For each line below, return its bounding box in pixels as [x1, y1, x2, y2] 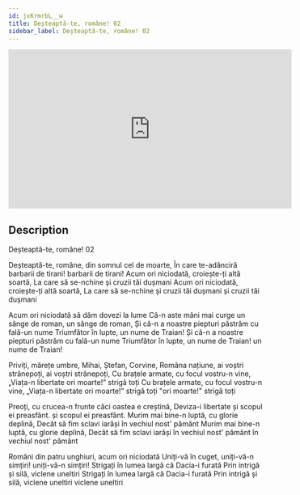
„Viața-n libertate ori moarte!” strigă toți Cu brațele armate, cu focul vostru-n [8, 378, 263, 387]
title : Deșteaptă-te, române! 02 [8, 19, 121, 27]
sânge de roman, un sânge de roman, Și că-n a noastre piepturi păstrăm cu [8, 319, 259, 328]
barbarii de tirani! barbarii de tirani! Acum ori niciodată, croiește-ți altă [8, 269, 241, 279]
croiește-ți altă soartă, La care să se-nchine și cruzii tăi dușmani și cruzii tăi [8, 286, 260, 296]
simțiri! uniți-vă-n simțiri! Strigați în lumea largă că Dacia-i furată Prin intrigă [8, 460, 260, 470]
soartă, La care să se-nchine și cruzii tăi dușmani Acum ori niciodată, [8, 277, 239, 287]
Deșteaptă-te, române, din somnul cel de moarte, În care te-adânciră [8, 260, 238, 270]
